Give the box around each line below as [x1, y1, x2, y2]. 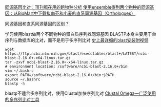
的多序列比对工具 [5, 97, 40, 102]
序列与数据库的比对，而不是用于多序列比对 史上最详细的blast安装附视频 [5, 37, 149, 43]
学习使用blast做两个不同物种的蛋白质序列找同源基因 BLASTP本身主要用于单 [5, 31, 157, 37]
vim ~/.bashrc [5, 68, 34, 73]
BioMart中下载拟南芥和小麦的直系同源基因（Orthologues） [18, 10, 136, 16]
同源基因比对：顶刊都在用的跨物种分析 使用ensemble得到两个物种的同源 [5, 4, 150, 10]
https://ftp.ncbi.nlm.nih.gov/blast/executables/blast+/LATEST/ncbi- [5, 51, 150, 56]
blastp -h [5, 81, 25, 86]
